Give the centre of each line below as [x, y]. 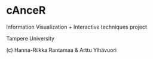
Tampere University [30, 38]
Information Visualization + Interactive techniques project [77, 27]
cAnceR [26, 10]
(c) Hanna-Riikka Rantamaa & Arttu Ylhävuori [62, 50]
